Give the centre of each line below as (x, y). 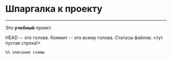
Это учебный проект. (29, 27)
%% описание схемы (25, 52)
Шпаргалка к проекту (54, 9)
